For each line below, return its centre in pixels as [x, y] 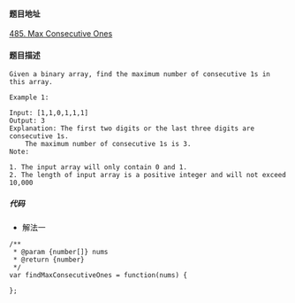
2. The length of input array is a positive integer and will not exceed [148, 175]
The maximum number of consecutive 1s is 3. [108, 144]
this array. [31, 82]
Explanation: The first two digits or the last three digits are [132, 128]
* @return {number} [49, 260]
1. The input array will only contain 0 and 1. [98, 167]
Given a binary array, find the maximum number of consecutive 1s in [140, 74]
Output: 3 [27, 121]
